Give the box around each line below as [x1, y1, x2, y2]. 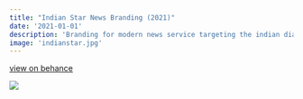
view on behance [9, 63, 74, 74]
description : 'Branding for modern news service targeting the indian [9, 30, 280, 39]
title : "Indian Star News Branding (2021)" [9, 13, 176, 22]
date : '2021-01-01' [9, 22, 83, 31]
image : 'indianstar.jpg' [9, 38, 103, 48]
